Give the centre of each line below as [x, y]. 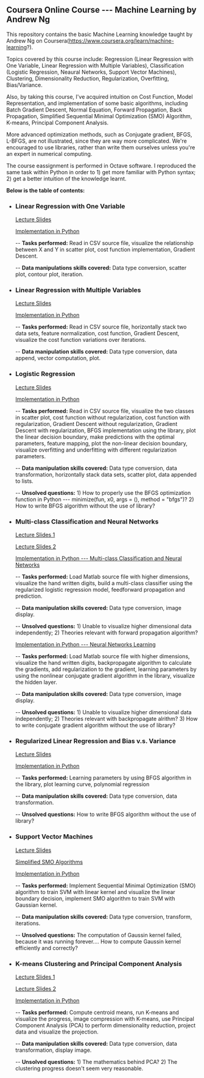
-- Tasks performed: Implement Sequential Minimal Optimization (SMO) [105, 885]
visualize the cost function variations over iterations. [81, 340]
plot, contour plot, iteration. [49, 274]
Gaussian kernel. [36, 905]
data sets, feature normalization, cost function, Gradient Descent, [97, 333]
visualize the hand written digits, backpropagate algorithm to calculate [103, 663]
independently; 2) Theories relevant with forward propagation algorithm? [106, 633]
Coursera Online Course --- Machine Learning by [101, 10]
